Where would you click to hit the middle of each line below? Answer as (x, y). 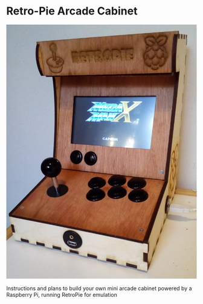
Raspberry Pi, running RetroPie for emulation (62, 294)
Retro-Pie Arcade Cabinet (72, 11)
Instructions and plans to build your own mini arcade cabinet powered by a (99, 288)
